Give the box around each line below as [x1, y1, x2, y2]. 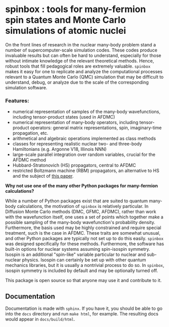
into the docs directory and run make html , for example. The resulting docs [5, 311, 159, 317]
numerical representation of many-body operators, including [12, 120, 139, 126]
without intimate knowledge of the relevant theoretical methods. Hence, [5, 58, 154, 64]
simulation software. [5, 84, 47, 90]
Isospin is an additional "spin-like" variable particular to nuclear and [5, 251, 146, 258]
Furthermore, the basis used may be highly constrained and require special [5, 225, 161, 231]
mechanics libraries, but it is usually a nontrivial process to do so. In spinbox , [5, 262, 164, 268]
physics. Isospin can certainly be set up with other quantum [22, 257, 146, 263]
